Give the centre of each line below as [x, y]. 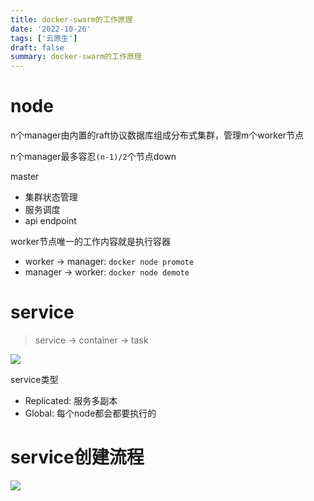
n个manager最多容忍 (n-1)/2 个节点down [93, 157]
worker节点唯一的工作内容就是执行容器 [90, 242]
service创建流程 [77, 457]
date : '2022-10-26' [51, 29]
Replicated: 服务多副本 [71, 400]
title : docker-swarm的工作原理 [71, 19]
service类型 [34, 379]
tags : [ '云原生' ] [44, 38]
